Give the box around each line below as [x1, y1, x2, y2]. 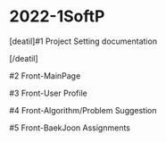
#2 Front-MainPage [9, 70, 81, 81]
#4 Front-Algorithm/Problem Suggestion [9, 104, 157, 115]
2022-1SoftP [9, 6, 105, 27]
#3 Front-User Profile [9, 88, 87, 98]
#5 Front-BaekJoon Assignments [9, 122, 131, 133]
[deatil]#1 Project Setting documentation [9, 36, 158, 46]
